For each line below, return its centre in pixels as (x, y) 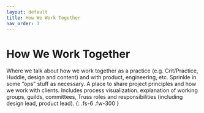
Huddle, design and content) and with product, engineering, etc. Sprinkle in (101, 77)
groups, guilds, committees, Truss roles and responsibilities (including (95, 97)
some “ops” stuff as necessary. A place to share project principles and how (101, 84)
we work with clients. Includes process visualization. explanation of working (102, 90)
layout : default (27, 12)
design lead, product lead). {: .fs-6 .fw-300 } (63, 103)
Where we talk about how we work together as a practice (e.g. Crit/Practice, (102, 71)
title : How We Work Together (43, 18)
